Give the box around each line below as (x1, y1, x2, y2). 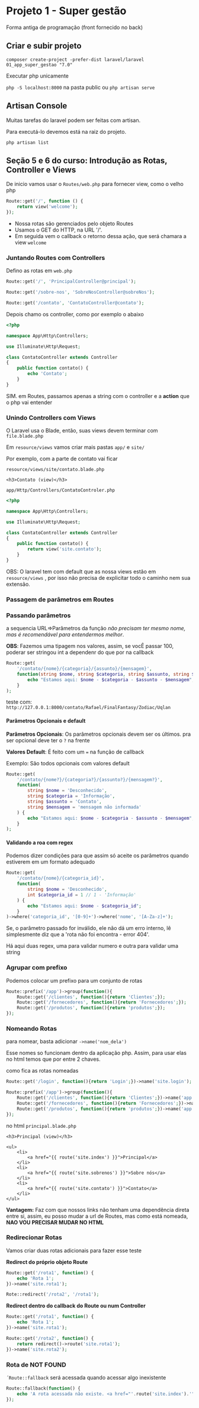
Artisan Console (6, 101, 68, 111)
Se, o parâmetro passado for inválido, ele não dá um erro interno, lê (6, 925, 171, 932)
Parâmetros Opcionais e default (6, 717, 86, 724)
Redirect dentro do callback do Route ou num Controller (6, 1302, 146, 1310)
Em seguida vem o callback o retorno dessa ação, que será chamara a (14, 233, 187, 239)
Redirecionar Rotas (6, 1233, 62, 1242)
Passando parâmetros (6, 611, 71, 620)
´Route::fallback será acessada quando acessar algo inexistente (6, 1374, 166, 1381)
